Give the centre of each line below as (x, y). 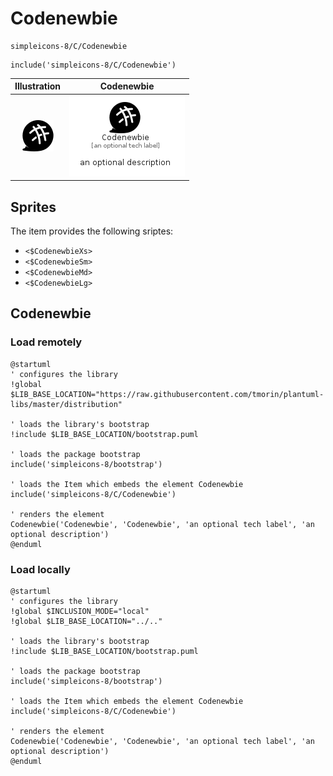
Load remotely (46, 342)
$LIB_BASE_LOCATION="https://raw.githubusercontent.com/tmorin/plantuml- (167, 394)
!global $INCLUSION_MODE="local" (80, 611)
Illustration (38, 86)
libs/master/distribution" (66, 404)
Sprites (33, 207)
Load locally (40, 569)
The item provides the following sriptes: (92, 231)
